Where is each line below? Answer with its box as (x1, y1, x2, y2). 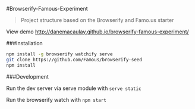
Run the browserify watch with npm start (6, 96, 107, 103)
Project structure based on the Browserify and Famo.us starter (20, 17, 174, 23)
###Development (6, 73, 49, 80)
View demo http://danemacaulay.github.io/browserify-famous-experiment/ (6, 28, 189, 35)
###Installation (6, 40, 43, 46)
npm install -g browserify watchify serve (6, 51, 113, 57)
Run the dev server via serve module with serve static (6, 85, 141, 92)
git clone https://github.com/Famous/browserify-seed (6, 57, 143, 63)
